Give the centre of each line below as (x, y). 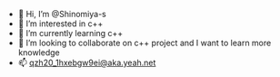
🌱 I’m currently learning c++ (70, 33)
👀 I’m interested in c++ (60, 24)
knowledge (39, 53)
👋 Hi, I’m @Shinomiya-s (62, 14)
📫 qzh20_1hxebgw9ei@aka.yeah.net (87, 63)
